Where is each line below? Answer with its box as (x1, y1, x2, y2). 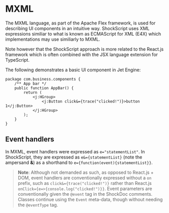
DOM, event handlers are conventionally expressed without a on (17, 174, 152, 181)
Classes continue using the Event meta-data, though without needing (17, 196, 163, 202)
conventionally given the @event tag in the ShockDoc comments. (17, 191, 153, 197)
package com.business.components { (5, 76, 81, 82)
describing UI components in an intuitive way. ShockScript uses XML (5, 25, 150, 31)
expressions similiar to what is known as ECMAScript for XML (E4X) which (5, 31, 161, 37)
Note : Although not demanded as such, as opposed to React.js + (17, 169, 154, 175)
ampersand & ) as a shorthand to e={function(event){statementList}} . (5, 159, 153, 166)
